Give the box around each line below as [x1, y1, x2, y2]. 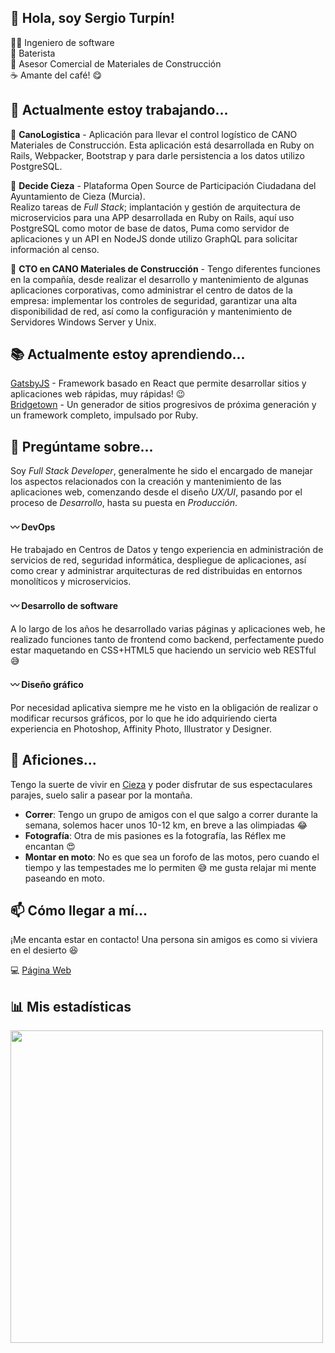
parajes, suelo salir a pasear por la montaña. [10, 789, 193, 801]
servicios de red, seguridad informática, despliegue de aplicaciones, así [10, 554, 307, 566]
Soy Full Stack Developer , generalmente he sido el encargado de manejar [10, 465, 313, 477]
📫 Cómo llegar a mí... [10, 902, 148, 920]
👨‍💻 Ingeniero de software [10, 36, 115, 48]
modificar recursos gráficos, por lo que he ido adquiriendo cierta [10, 712, 278, 724]
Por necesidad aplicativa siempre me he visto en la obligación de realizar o [10, 701, 319, 713]
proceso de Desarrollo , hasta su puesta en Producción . [10, 497, 238, 509]
